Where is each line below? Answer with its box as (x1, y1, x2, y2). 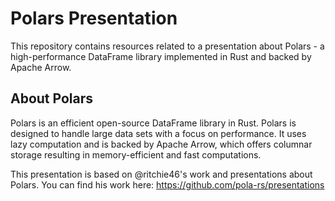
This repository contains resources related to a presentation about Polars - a (10, 40, 325, 52)
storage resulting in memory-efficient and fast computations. (10, 148, 262, 161)
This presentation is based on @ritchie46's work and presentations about (10, 168, 313, 180)
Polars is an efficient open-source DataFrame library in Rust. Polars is (10, 117, 297, 129)
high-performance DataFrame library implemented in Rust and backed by (10, 50, 312, 62)
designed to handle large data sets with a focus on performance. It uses (10, 127, 307, 139)
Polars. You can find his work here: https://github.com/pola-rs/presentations (10, 178, 325, 191)
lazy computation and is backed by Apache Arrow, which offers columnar (10, 138, 313, 150)
